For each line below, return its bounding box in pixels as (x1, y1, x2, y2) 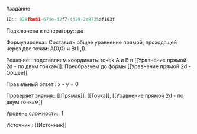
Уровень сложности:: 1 (6, 110, 64, 117)
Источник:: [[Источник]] (6, 121, 67, 128)
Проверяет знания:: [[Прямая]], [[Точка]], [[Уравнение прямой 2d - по (6, 92, 184, 99)
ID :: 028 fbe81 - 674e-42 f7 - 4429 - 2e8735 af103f (6, 17, 115, 23)
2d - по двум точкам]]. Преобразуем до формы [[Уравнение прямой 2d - (6, 62, 191, 70)
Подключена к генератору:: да (6, 27, 84, 34)
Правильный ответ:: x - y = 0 (6, 80, 79, 88)
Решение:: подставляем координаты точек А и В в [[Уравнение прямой (6, 56, 186, 63)
